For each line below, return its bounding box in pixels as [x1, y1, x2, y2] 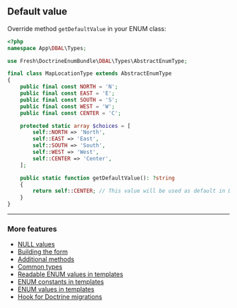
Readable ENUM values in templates [17, 270, 123, 278]
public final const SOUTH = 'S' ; [20, 96, 119, 103]
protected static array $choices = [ [20, 122, 131, 129]
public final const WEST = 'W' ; [20, 102, 115, 110]
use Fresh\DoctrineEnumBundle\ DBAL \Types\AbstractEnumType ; [7, 57, 188, 64]
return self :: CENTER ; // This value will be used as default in [32, 187, 226, 195]
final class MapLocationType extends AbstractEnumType [7, 70, 172, 77]
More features [7, 224, 58, 234]
